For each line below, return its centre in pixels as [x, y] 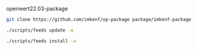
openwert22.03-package [37, 9]
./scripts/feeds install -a [41, 41]
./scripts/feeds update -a [40, 30]
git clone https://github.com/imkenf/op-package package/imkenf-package [99, 20]
